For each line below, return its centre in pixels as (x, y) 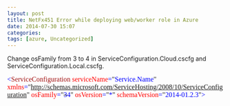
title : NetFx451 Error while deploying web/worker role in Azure (103, 20)
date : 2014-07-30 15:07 (41, 26)
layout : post (26, 13)
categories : (24, 33)
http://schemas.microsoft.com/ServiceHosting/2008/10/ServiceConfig (127, 87)
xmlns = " (19, 87)
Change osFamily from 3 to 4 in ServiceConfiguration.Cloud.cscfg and (107, 59)
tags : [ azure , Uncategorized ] (51, 39)
